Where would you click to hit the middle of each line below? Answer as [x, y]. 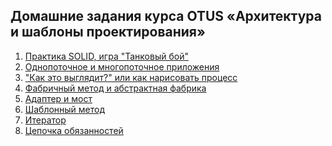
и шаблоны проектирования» [108, 32]
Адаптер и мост [58, 98]
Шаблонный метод [65, 109]
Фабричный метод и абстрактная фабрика [115, 88]
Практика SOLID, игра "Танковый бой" [106, 56]
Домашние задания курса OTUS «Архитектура [166, 16]
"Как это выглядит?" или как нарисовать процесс [131, 77]
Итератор [45, 120]
